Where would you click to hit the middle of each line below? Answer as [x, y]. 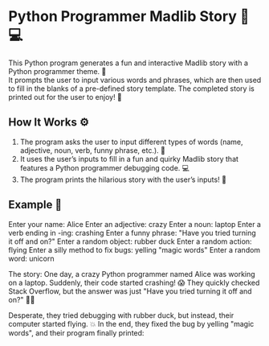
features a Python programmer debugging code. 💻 [105, 167]
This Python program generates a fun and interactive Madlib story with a [128, 63]
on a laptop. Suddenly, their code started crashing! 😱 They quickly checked [134, 282]
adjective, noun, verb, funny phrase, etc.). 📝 [93, 150]
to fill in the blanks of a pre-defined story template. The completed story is [131, 89]
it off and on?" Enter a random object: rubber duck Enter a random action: [130, 241]
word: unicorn [31, 258]
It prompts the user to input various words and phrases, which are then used [135, 80]
